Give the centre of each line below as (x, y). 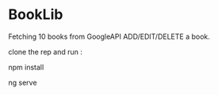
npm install (26, 67)
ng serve (23, 82)
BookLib (36, 15)
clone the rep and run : (46, 51)
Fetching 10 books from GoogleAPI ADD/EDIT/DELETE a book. (109, 36)
